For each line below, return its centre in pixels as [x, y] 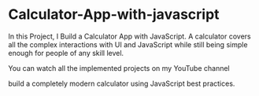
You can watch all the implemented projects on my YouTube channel [119, 68]
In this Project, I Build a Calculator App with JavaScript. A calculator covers [129, 36]
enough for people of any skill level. [66, 53]
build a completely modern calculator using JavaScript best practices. [122, 83]
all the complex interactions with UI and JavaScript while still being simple [128, 44]
